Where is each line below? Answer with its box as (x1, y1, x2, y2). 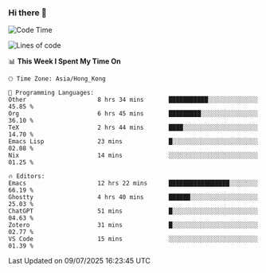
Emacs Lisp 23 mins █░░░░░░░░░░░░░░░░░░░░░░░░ (8, 138, 259, 146)
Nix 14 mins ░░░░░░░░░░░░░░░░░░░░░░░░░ (8, 151, 259, 160)
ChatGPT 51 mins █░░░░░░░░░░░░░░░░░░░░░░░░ (8, 207, 259, 216)
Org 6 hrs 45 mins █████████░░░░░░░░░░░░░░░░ (8, 110, 259, 118)
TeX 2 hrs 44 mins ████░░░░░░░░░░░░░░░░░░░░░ (8, 123, 259, 132)
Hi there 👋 (8, 7, 48, 18)
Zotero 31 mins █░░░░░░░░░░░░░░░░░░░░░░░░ (8, 221, 259, 229)
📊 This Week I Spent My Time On (8, 57, 121, 66)
